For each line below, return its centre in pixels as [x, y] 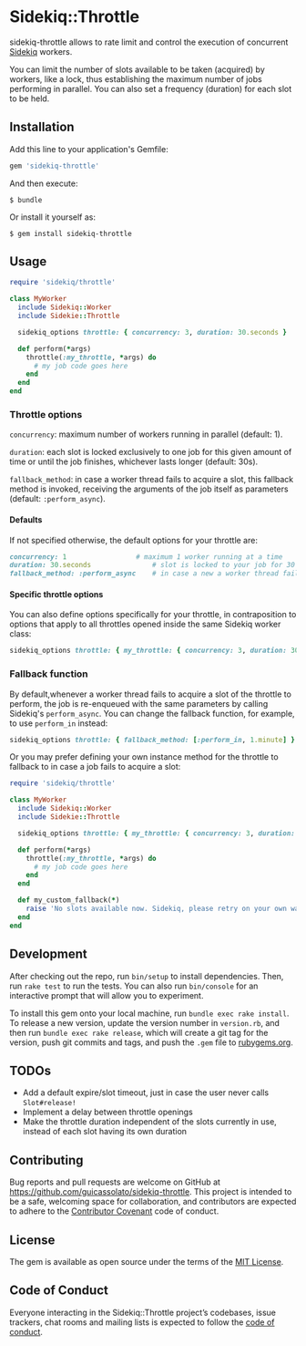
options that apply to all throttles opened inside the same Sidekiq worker [145, 624]
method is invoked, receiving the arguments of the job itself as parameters [149, 489]
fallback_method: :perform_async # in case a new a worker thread [144, 574]
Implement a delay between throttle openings [107, 1112]
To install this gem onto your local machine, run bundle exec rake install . [149, 1013]
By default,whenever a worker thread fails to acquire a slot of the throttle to [150, 694]
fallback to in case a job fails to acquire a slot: [95, 767]
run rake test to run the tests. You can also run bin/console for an [134, 986]
